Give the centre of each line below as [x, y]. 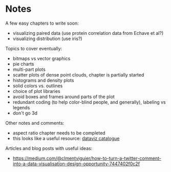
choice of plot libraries [36, 91]
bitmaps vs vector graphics [41, 58]
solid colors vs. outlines [38, 86]
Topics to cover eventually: [34, 48]
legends [21, 107]
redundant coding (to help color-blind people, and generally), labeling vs [89, 102]
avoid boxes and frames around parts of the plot [64, 97]
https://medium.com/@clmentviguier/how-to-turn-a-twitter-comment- [87, 158]
